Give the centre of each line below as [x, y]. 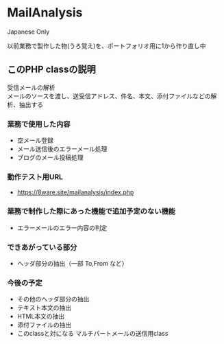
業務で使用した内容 [39, 124]
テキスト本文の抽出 [44, 308]
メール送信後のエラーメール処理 [62, 149]
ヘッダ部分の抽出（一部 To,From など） [72, 263]
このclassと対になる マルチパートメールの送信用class [92, 334]
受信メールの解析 [31, 87]
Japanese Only [28, 32]
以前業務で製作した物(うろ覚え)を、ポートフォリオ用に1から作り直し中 [107, 45]
